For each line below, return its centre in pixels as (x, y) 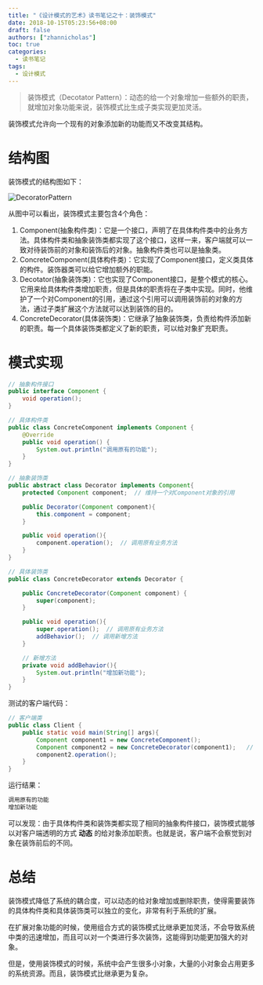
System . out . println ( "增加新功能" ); (91, 673)
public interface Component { (58, 392)
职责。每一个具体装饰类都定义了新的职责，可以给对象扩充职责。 (129, 328)
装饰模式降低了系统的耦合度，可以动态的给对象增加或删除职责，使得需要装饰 (131, 900)
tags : (17, 67)
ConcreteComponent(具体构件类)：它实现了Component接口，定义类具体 (136, 259)
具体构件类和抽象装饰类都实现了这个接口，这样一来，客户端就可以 (140, 239)
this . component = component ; (84, 514)
